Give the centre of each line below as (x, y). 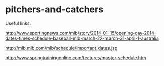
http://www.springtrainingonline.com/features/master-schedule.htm (76, 58)
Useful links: (18, 23)
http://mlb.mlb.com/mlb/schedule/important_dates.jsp (61, 48)
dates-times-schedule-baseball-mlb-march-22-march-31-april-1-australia (82, 38)
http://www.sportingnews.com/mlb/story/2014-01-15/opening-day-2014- (81, 33)
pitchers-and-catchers (54, 9)
